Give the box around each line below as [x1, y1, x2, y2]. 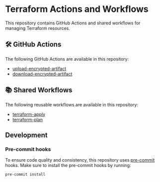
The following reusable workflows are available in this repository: [5, 101, 138, 107]
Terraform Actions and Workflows [5, 3, 149, 15]
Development [5, 131, 48, 139]
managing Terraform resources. [5, 25, 71, 31]
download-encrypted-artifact [12, 71, 73, 77]
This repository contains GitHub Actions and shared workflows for [5, 20, 141, 26]
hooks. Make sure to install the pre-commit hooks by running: [5, 163, 131, 169]
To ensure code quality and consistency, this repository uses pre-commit [5, 157, 155, 163]
